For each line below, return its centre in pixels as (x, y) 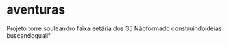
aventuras (36, 10)
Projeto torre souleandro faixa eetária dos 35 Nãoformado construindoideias (114, 28)
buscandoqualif (28, 35)
